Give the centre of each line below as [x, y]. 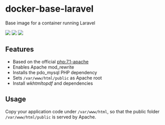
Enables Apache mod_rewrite [43, 67]
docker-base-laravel [49, 9]
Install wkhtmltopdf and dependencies [53, 83]
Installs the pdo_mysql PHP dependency [55, 72]
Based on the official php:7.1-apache [51, 61]
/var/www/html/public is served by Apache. [51, 117]
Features [20, 50]
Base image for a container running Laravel [50, 23]
